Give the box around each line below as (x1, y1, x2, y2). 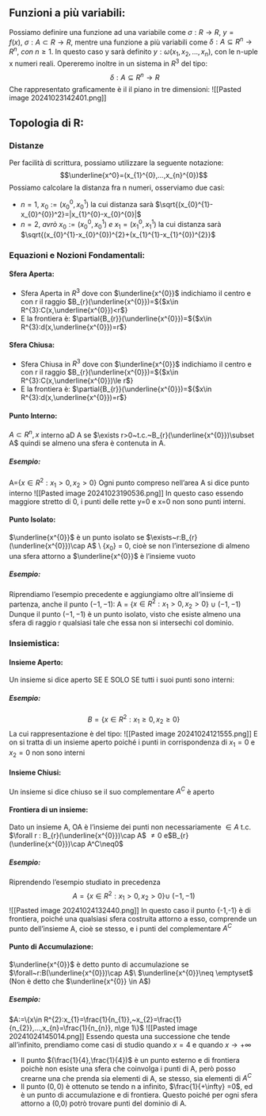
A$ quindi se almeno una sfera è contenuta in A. (9, 438, 166, 448)
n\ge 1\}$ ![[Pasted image (114, 1023, 198, 1033)
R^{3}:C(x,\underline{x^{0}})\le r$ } (20, 376, 134, 386)
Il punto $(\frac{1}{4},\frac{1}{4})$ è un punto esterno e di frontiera (20, 1055, 240, 1064)
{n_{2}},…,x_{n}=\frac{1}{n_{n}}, (9, 1023, 113, 1033)
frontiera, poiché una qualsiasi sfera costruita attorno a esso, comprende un (9, 914, 257, 923)
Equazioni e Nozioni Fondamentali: (9, 249, 146, 260)
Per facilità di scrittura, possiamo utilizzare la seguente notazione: (9, 158, 224, 167)
